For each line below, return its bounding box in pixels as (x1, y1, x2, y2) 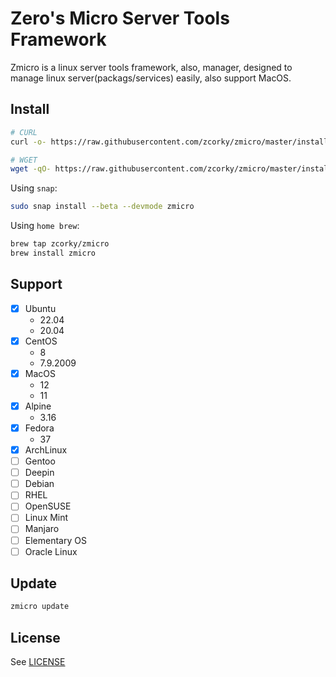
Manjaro (24, 523, 60, 535)
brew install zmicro (10, 248, 97, 258)
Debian (24, 478, 55, 490)
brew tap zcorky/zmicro (10, 239, 110, 249)
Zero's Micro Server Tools (10, 7, 230, 30)
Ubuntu (24, 302, 57, 314)
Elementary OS (24, 534, 87, 546)
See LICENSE (10, 656, 66, 668)
